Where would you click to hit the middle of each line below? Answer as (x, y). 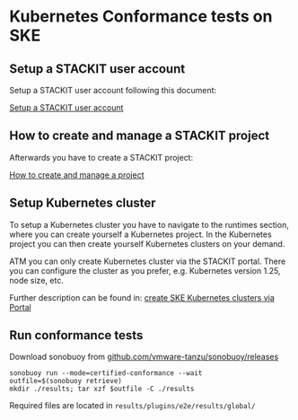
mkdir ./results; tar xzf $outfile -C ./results (102, 389)
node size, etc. (37, 280)
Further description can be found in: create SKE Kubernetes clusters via (142, 297)
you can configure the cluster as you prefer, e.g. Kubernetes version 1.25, (145, 270)
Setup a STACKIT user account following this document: (113, 90)
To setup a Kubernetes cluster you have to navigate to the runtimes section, (149, 224)
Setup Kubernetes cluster (83, 203)
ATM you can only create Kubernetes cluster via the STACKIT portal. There (148, 261)
